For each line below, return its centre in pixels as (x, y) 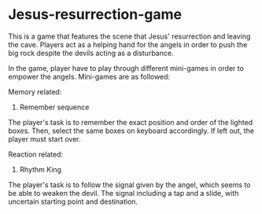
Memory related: (35, 91)
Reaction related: (36, 154)
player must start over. (44, 138)
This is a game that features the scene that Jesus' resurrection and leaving (129, 36)
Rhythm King (40, 169)
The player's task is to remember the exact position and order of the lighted (131, 122)
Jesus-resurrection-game (95, 15)
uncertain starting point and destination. (73, 201)
